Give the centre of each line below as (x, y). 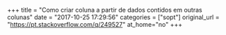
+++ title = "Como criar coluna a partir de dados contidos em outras (105, 10)
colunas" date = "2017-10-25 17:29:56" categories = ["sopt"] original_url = (113, 17)
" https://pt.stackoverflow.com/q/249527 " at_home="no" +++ (95, 24)
